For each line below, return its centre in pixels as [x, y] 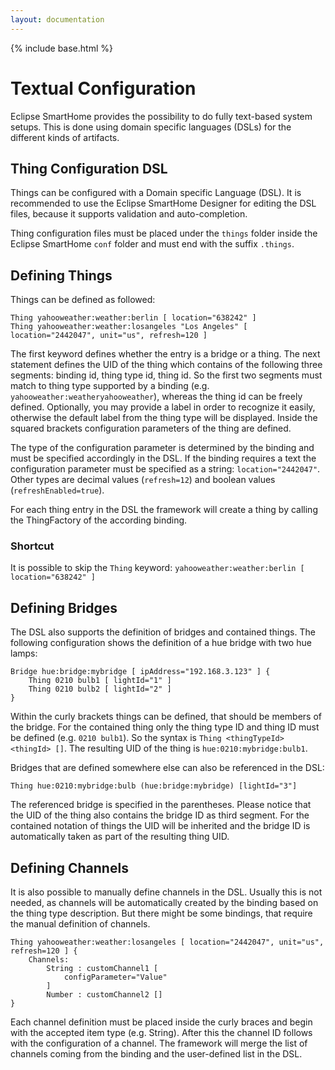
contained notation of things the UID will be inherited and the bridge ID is [160, 826]
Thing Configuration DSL [89, 168]
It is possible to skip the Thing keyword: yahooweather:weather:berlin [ [157, 568]
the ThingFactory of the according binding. [99, 520]
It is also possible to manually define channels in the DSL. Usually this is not [166, 892]
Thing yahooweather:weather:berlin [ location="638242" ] [133, 318]
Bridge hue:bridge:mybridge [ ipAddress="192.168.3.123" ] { [140, 672]
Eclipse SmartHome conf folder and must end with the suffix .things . [152, 244]
